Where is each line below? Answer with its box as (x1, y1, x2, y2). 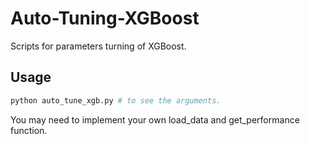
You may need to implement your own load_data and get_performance (10, 113, 300, 126)
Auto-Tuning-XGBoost (10, 7, 200, 30)
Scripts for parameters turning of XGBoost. (10, 40, 187, 52)
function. (10, 124, 48, 136)
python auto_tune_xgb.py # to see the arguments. (10, 95, 222, 106)
